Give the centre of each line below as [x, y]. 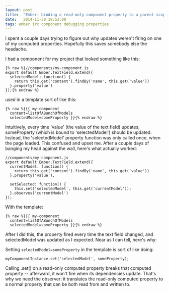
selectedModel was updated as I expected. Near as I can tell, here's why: [81, 240]
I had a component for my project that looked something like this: [72, 59]
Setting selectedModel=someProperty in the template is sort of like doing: [79, 250]
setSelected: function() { [38, 184]
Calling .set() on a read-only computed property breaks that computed [78, 268]
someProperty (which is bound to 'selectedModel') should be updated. [78, 132]
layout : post [19, 10]
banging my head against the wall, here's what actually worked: [71, 149]
